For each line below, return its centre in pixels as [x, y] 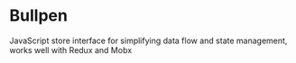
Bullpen [38, 16]
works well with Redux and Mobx [71, 49]
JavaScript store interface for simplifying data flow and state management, [148, 40]
